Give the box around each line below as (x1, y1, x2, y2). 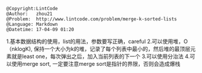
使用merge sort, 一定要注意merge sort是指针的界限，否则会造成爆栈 (11, 60, 180, 67)
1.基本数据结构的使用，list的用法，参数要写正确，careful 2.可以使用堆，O (6, 38, 188, 45)
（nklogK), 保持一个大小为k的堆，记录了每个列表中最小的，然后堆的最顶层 (6, 45, 191, 52)
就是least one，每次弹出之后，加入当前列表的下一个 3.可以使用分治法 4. (11, 53, 191, 60)
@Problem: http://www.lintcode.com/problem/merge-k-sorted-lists (6, 16, 177, 22)
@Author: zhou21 (6, 11, 53, 17)
